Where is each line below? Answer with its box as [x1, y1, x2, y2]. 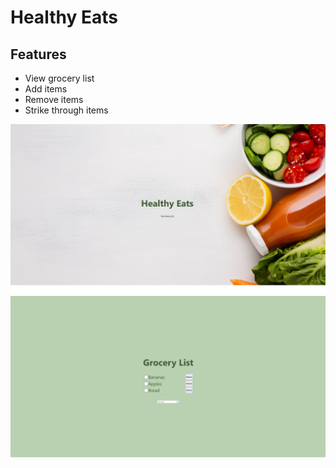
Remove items [24, 94, 84, 105]
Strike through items [24, 104, 109, 116]
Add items [24, 83, 68, 95]
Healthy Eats [10, 6, 118, 29]
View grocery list [24, 72, 95, 84]
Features [10, 46, 67, 63]
